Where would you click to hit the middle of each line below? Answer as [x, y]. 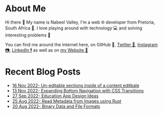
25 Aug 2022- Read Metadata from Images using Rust [67, 101]
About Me [25, 9]
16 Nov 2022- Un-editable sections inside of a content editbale [76, 85]
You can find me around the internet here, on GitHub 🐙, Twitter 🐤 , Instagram [81, 44]
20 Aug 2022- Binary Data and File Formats [56, 106]
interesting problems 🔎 [28, 35]
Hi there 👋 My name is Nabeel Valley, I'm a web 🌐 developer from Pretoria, [80, 22]
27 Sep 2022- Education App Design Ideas [55, 96]
